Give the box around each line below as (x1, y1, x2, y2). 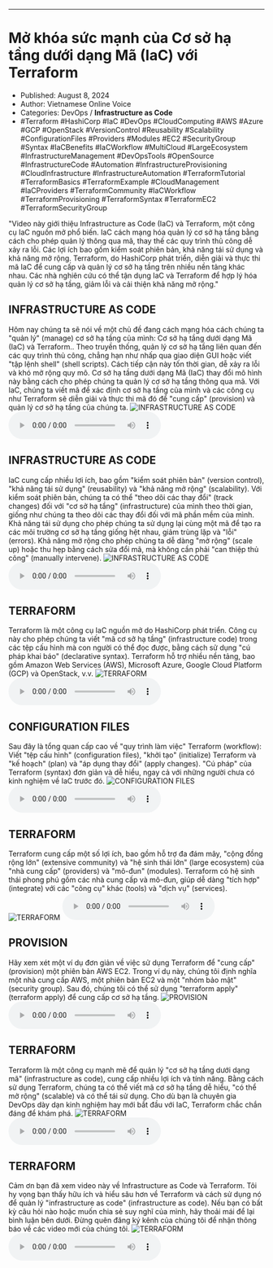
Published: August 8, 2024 (19, 90, 110, 100)
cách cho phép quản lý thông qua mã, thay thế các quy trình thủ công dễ (8, 235, 253, 245)
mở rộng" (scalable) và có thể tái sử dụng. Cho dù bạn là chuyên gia (8, 1090, 237, 1100)
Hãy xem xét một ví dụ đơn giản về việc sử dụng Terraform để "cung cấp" (8, 958, 256, 967)
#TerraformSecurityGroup (19, 203, 107, 213)
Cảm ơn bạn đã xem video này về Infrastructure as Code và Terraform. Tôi (8, 1181, 258, 1191)
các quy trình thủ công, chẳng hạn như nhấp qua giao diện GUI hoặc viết (8, 350, 252, 360)
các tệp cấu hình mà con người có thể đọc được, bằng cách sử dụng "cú (8, 643, 250, 652)
